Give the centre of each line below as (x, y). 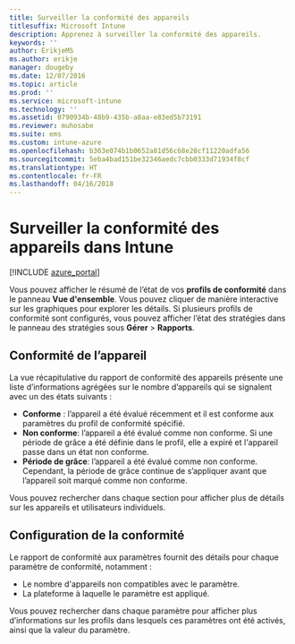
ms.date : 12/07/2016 (48, 76)
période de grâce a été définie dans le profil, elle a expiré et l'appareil (150, 442)
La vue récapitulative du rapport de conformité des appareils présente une (146, 377)
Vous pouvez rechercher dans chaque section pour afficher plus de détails (147, 497)
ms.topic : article (43, 84)
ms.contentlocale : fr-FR (55, 176)
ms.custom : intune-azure (55, 142)
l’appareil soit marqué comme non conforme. (105, 480)
